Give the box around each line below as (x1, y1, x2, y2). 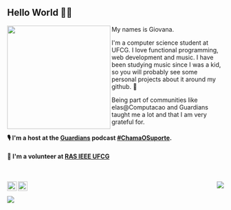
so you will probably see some (111, 67, 198, 76)
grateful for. (111, 118, 145, 126)
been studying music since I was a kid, (111, 60, 221, 69)
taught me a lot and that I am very (111, 110, 208, 118)
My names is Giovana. (111, 25, 174, 33)
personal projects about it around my (111, 75, 217, 83)
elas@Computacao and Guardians (111, 103, 208, 111)
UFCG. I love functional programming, (111, 45, 219, 54)
